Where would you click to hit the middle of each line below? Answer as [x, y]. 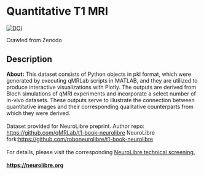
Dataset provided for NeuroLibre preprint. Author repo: [76, 126]
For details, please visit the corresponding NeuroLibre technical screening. [101, 152]
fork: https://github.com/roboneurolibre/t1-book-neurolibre [80, 139]
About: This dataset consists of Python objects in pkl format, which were [99, 74]
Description [29, 59]
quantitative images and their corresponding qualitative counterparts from [100, 106]
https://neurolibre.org [35, 165]
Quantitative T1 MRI [57, 11]
